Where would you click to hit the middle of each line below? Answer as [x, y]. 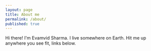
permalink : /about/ [26, 19]
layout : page [19, 10]
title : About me [22, 14]
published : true [22, 24]
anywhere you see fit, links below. [41, 43]
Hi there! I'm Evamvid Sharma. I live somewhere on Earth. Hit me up [76, 38]
